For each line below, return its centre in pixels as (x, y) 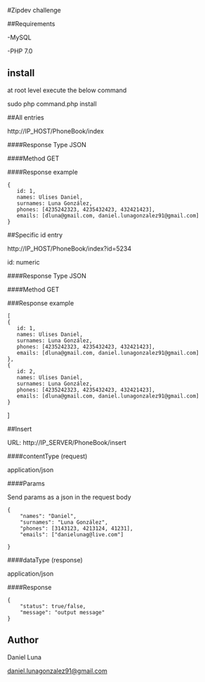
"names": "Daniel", (48, 516)
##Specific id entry (35, 234)
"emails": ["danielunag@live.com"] (72, 534)
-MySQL (19, 37)
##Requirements (31, 24)
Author (23, 640)
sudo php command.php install (52, 103)
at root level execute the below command (67, 90)
